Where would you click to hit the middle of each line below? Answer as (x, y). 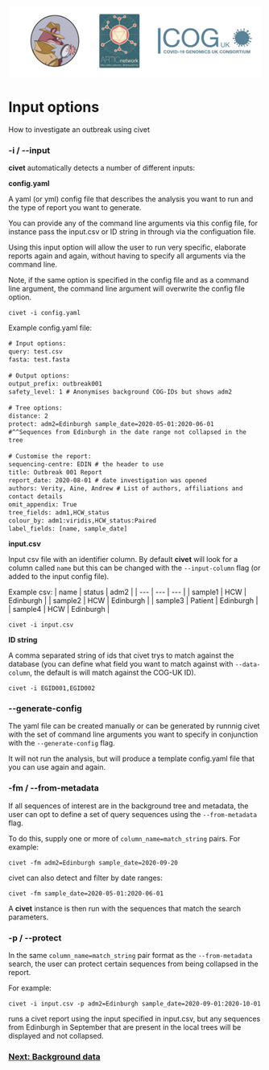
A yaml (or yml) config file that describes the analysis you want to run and (131, 199)
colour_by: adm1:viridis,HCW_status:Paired (83, 521)
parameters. (29, 917)
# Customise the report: (50, 457)
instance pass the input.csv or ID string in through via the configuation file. (132, 231)
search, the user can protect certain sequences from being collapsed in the (134, 964)
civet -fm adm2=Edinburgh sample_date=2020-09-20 (93, 863)
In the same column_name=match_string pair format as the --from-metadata (130, 955)
